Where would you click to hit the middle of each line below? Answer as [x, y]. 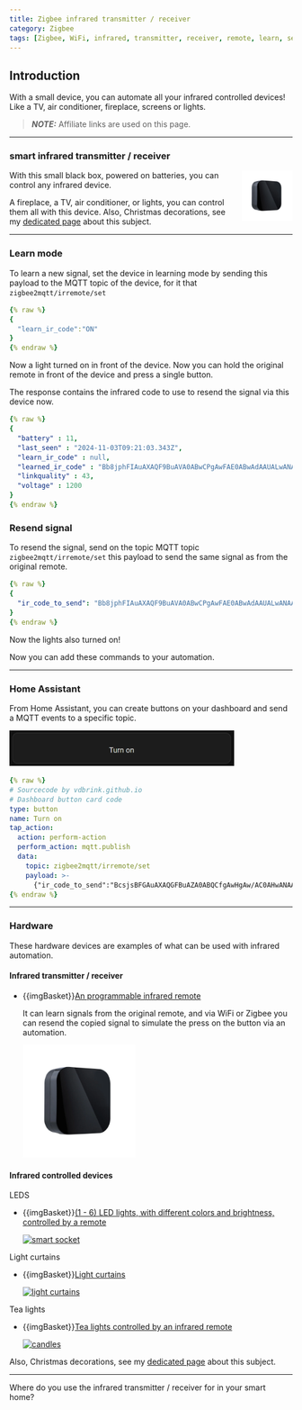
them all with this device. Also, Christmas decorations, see [118, 212]
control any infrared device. [61, 185]
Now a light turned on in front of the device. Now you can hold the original [147, 366]
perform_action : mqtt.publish [74, 847]
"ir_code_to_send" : [54, 603]
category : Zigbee [42, 28]
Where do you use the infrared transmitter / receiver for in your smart [138, 1387]
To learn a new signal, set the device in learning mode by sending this [138, 273]
